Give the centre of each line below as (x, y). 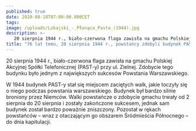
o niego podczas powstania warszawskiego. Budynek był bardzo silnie (91, 91)
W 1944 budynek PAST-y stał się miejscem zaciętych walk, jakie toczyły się (97, 84)
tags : (13, 22)
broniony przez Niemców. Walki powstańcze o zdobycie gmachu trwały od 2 (98, 96)
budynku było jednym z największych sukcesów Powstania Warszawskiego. (97, 73)
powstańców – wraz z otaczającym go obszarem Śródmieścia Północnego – (97, 115)
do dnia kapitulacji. (29, 122)
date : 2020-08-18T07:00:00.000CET (48, 17)
